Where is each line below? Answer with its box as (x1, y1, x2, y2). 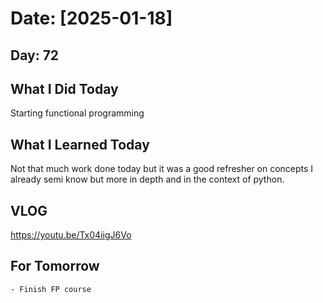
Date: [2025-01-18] (10, 7, 173, 30)
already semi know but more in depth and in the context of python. (10, 173, 285, 186)
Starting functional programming (10, 107, 145, 119)
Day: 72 (10, 47, 60, 64)
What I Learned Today (10, 136, 150, 153)
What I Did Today (10, 80, 119, 97)
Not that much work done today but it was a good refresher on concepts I (10, 163, 314, 175)
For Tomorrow (10, 258, 100, 275)
